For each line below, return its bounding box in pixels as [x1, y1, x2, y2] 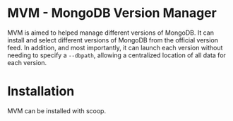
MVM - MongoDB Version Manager [7, 5, 217, 21]
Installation [7, 83, 75, 100]
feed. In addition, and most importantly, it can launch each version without [7, 43, 223, 52]
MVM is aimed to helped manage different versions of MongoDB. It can [7, 28, 214, 37]
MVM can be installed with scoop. [7, 106, 107, 115]
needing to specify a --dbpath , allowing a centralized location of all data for [7, 51, 226, 59]
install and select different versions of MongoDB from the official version [7, 35, 219, 44]
